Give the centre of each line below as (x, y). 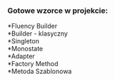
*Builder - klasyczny (37, 33)
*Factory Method (33, 64)
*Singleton (23, 41)
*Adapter (21, 56)
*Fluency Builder (32, 26)
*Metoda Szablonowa (40, 71)
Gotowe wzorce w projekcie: (58, 11)
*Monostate (25, 49)
